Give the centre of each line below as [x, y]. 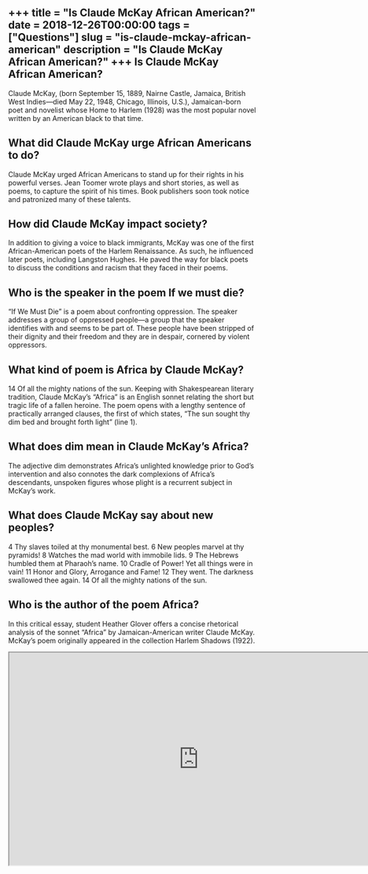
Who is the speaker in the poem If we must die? [127, 293]
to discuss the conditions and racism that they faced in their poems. [118, 268]
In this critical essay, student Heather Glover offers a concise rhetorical [123, 623]
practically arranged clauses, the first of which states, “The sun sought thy [129, 414]
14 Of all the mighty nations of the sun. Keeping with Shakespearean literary [131, 389]
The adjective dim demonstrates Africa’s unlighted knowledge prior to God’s [131, 465]
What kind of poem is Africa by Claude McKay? [126, 370]
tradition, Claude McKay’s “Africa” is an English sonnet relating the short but [131, 397]
